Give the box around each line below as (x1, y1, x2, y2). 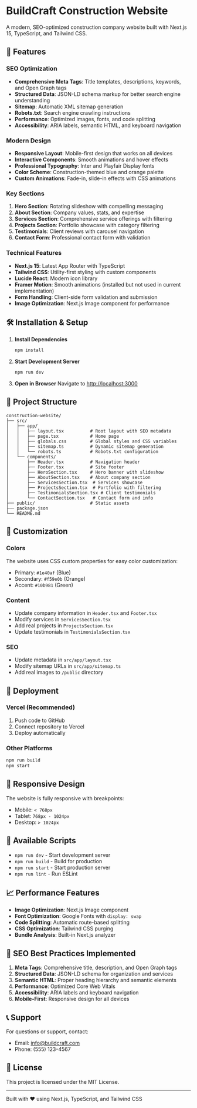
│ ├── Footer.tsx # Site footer (6, 464, 125, 470)
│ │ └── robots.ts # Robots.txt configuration (6, 448, 159, 454)
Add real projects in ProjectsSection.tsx (14, 622, 114, 629)
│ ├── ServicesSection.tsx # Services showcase (6, 480, 143, 485)
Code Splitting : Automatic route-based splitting (14, 919, 130, 926)
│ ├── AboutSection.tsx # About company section (6, 474, 151, 480)
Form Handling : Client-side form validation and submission (14, 293, 158, 301)
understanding (14, 97, 50, 104)
